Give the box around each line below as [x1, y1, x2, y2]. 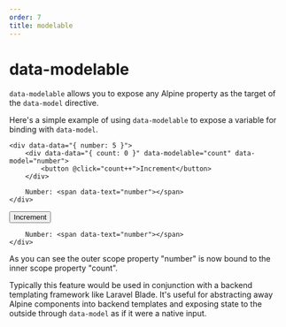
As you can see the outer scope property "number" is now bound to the [9, 254, 271, 264]
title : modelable [9, 21, 73, 30]
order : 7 [9, 12, 42, 22]
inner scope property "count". [9, 262, 118, 274]
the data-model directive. [9, 98, 99, 109]
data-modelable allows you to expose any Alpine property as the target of [9, 88, 276, 99]
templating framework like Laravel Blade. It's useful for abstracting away [9, 289, 274, 300]
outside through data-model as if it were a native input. [9, 308, 207, 319]
